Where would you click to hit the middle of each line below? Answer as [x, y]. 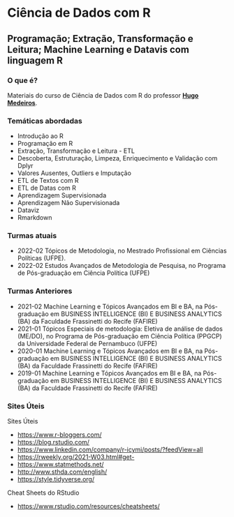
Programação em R [45, 144]
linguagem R [35, 60]
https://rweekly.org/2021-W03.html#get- [76, 457]
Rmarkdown [35, 218]
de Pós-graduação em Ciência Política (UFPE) [83, 273]
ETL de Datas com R [47, 188]
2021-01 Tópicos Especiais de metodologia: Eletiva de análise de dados [120, 329]
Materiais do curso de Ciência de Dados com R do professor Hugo [103, 95]
